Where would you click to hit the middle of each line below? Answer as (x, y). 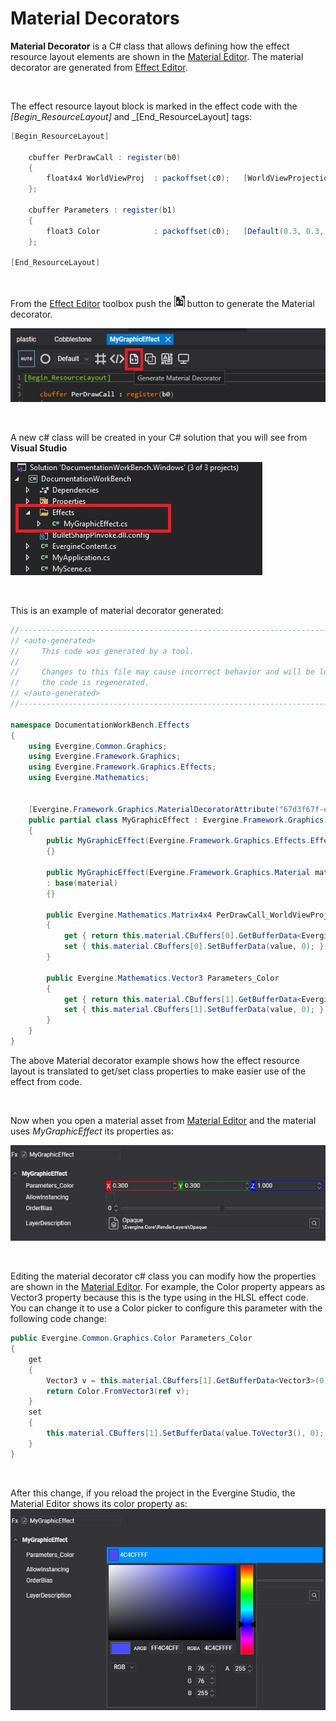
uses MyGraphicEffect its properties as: (92, 1131)
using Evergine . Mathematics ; (89, 778)
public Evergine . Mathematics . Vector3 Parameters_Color (163, 978)
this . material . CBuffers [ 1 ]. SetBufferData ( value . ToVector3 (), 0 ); (185, 1433)
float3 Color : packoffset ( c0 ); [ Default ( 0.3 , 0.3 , (185, 231)
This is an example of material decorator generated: (117, 610)
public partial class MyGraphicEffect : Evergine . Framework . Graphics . (178, 820)
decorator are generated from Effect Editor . (99, 67)
